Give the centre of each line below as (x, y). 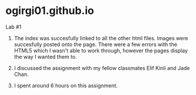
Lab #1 (13, 27)
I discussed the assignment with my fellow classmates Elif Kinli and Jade (102, 68)
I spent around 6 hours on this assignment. (66, 85)
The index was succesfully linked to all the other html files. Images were (101, 38)
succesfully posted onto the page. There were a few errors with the (95, 44)
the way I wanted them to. (45, 57)
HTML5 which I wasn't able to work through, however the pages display (101, 50)
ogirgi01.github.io (50, 11)
